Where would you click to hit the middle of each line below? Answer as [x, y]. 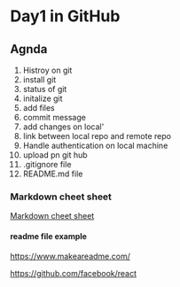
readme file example [49, 236]
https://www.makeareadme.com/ [70, 256]
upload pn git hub [55, 155]
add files [39, 108]
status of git [45, 89]
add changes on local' [63, 127]
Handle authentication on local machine [95, 145]
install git [39, 80]
